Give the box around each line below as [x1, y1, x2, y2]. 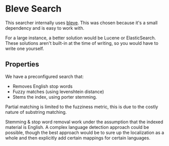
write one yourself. [5, 45, 44, 51]
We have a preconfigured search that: [5, 74, 84, 80]
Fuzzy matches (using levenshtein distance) [12, 89, 104, 95]
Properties [5, 60, 39, 68]
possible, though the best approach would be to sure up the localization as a [5, 129, 164, 135]
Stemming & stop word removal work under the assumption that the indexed [5, 119, 163, 125]
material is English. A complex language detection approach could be [5, 124, 149, 130]
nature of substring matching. [5, 109, 67, 115]
